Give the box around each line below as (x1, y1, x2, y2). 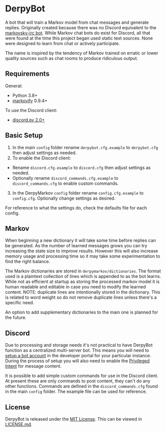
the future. (5, 315, 27, 321)
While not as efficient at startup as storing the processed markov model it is (5, 278, 160, 285)
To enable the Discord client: (12, 155, 71, 161)
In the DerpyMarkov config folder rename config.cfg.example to (12, 190, 144, 196)
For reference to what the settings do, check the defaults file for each (5, 205, 147, 211)
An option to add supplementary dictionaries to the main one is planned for (5, 309, 159, 315)
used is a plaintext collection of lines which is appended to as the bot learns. (5, 273, 161, 279)
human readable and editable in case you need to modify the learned (5, 284, 146, 290)
